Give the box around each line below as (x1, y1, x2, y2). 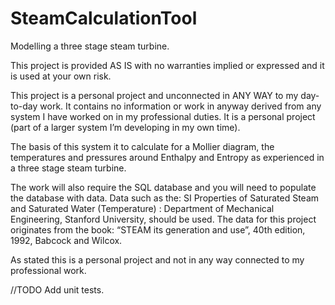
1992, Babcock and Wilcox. (10, 234, 123, 246)
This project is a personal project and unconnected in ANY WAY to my (10, 89, 299, 101)
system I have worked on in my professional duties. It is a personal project (10, 110, 316, 122)
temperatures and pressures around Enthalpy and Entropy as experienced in (10, 151, 325, 163)
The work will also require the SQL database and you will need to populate (10, 181, 317, 193)
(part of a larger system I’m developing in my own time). (10, 121, 241, 133)
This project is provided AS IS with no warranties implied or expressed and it (10, 59, 325, 71)
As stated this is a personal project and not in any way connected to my (10, 253, 305, 266)
